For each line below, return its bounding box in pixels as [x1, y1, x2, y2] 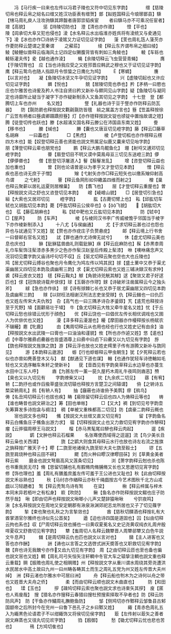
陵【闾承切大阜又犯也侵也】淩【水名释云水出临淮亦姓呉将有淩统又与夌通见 [5, 30, 161, 36]
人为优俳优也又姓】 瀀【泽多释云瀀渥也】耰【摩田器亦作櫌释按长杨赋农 [5, 317, 164, 323]
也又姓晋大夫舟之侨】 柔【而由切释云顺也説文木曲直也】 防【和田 [5, 579, 166, 584]
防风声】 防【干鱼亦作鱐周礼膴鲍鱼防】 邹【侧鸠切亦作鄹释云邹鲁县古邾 [5, 598, 166, 604]
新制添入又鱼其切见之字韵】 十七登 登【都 [72, 94, 164, 100]
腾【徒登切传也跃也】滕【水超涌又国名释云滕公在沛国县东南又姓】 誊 [5, 119, 158, 125]
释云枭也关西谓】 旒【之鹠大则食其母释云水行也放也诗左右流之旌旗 [5, 438, 164, 444]
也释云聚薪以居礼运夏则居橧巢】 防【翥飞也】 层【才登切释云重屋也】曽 [5, 183, 166, 189]
